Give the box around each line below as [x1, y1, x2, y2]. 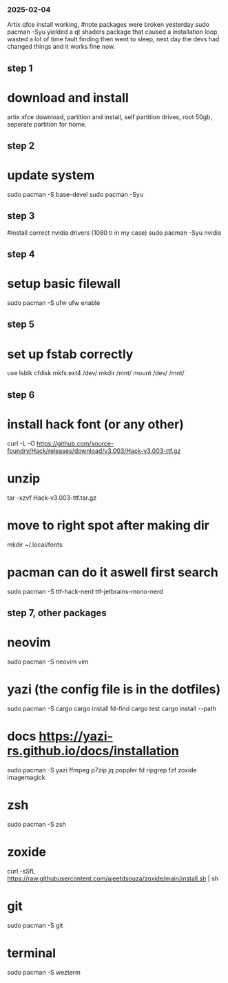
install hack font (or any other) [7, 416, 185, 432]
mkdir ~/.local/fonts [7, 540, 63, 549]
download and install [7, 89, 129, 105]
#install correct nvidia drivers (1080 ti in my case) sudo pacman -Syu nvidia [7, 229, 222, 237]
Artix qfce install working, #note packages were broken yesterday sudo [7, 21, 210, 29]
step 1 [7, 62, 33, 74]
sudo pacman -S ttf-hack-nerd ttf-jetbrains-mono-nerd [7, 587, 163, 595]
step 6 [7, 389, 35, 401]
